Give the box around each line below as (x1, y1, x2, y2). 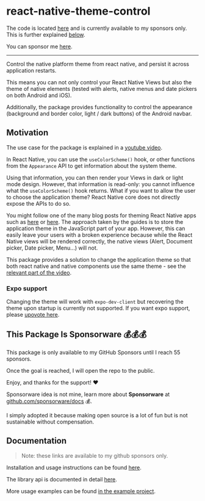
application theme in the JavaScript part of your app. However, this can (6, 225, 185, 232)
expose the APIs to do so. (6, 200, 71, 207)
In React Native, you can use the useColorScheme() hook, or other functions (6, 156, 195, 163)
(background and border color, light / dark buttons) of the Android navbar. (6, 110, 192, 117)
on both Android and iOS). (6, 92, 72, 99)
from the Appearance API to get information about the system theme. (6, 162, 177, 169)
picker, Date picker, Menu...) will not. (6, 244, 98, 251)
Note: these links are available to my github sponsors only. (21, 452, 168, 459)
